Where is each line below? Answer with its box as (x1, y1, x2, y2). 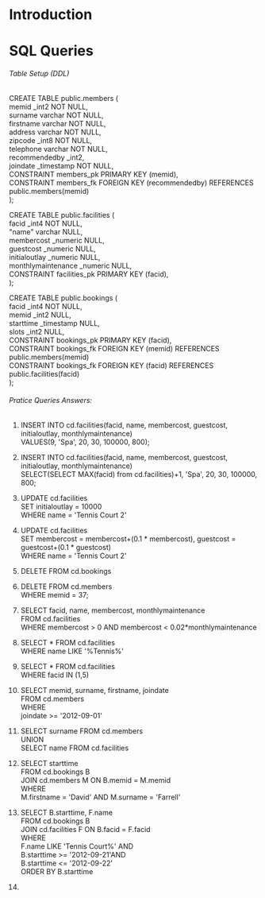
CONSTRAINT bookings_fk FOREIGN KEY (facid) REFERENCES (9, 360, 214, 370)
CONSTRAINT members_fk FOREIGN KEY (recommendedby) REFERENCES (9, 177, 254, 188)
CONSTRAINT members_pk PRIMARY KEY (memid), (9, 169, 179, 179)
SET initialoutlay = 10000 (20, 501, 102, 511)
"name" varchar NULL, (9, 226, 83, 236)
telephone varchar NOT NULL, (9, 144, 108, 153)
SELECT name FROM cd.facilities (20, 743, 129, 753)
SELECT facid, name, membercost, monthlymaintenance (20, 606, 205, 615)
